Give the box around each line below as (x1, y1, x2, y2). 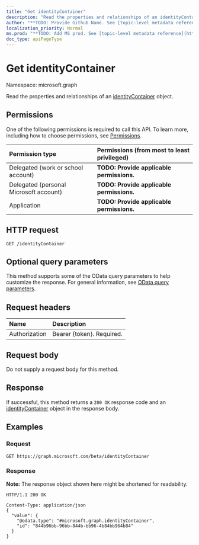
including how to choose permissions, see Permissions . (6, 132, 142, 139)
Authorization (9, 330, 47, 338)
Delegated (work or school (9, 163, 84, 172)
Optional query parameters (6, 257, 108, 267)
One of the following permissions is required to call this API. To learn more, (6, 126, 189, 133)
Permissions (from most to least (97, 146, 190, 154)
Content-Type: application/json (6, 502, 86, 508)
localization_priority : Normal (6, 25, 84, 31)
